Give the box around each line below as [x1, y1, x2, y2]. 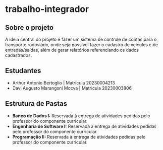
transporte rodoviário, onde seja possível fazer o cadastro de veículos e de [5, 42, 158, 48]
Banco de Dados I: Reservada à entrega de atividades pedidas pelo [12, 113, 150, 119]
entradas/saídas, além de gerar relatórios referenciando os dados [5, 47, 139, 53]
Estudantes [5, 67, 41, 75]
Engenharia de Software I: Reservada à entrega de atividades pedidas [12, 123, 157, 129]
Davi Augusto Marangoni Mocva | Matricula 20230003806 [12, 85, 132, 91]
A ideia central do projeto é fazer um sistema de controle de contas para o [5, 36, 157, 42]
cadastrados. [5, 52, 32, 58]
